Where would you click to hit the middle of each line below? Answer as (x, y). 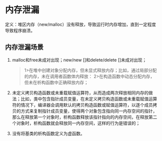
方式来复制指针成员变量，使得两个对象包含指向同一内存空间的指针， (89, 111)
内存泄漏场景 (24, 47)
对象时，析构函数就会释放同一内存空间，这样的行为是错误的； (78, 123)
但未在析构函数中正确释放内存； (56, 82)
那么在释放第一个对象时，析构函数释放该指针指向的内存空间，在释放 (80, 117)
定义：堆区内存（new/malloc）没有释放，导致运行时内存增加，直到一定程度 (81, 24)
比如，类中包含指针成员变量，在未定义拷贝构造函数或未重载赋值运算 (89, 99)
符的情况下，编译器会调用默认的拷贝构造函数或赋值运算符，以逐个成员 (82, 105)
